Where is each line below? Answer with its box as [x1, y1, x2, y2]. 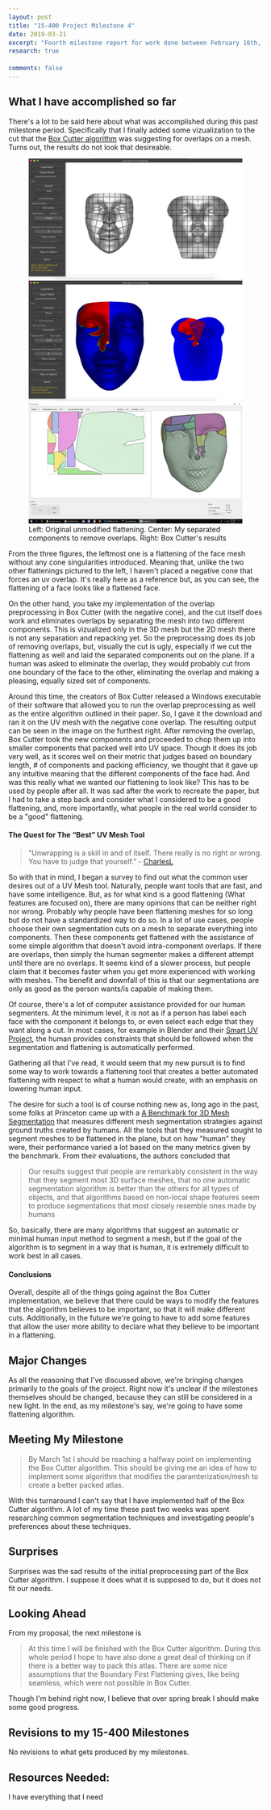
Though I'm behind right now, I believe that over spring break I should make [8, 1694, 260, 1703]
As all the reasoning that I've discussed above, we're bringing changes [8, 1375, 244, 1385]
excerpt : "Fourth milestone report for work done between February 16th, [8, 39, 262, 47]
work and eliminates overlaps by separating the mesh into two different [8, 615, 244, 625]
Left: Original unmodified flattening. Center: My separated [28, 524, 221, 534]
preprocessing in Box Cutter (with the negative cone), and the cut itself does [8, 607, 263, 617]
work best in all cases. [8, 1251, 83, 1261]
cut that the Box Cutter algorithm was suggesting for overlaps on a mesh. [8, 133, 252, 143]
